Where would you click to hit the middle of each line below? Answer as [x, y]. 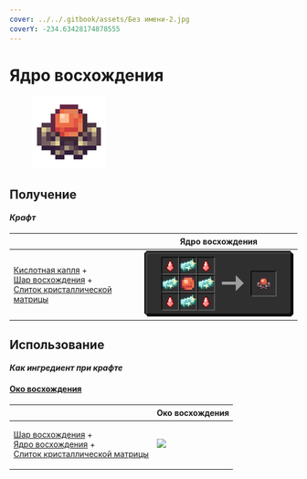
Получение [43, 194]
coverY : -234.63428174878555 [65, 29]
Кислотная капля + [50, 270]
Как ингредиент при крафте [66, 368]
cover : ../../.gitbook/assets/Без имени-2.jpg [100, 19]
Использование [57, 344]
